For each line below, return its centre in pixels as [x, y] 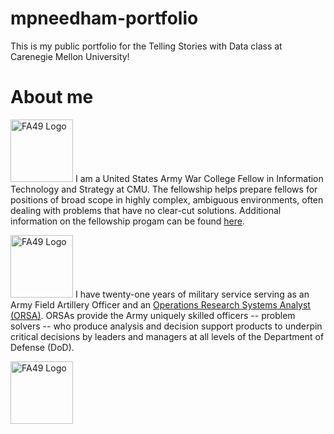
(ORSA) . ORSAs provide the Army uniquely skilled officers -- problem [153, 315]
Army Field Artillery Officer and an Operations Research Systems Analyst [160, 304]
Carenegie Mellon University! [70, 56]
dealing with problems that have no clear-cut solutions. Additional [146, 210]
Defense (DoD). [42, 347]
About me [52, 97]
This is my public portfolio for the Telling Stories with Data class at [146, 46]
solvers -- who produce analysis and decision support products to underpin [166, 326]
